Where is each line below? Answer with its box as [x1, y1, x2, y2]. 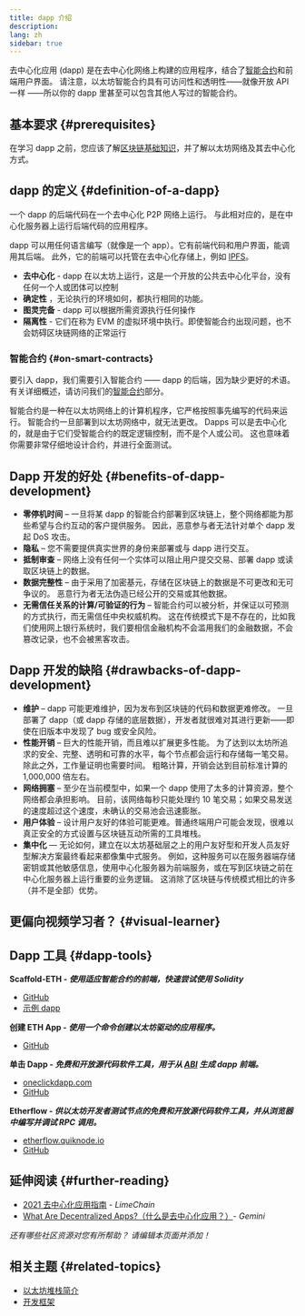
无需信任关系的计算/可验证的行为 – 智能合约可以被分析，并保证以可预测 [22, 599, 290, 610]
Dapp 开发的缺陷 [9, 663, 103, 678]
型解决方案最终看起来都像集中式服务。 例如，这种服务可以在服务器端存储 [22, 850, 296, 861]
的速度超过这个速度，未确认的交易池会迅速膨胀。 [22, 805, 206, 816]
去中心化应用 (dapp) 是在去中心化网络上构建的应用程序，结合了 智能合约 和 [9, 65, 286, 75]
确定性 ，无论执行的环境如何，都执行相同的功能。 [22, 293, 209, 304]
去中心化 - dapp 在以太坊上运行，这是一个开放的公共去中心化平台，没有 [22, 270, 291, 281]
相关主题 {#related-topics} [9, 1259, 162, 1274]
